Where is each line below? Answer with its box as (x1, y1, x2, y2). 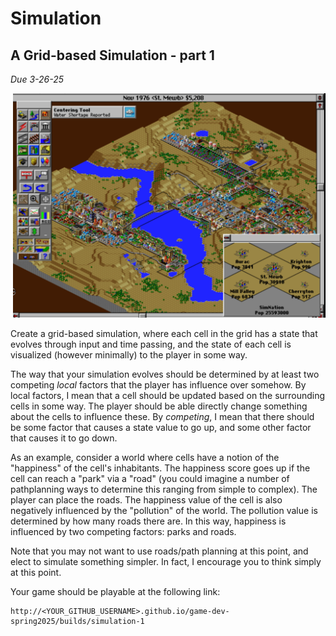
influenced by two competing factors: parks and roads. (10, 526, 237, 538)
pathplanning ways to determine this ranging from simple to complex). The (10, 483, 318, 496)
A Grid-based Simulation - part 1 (10, 47, 215, 64)
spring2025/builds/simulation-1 (10, 617, 145, 627)
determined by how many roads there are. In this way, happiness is (10, 515, 287, 527)
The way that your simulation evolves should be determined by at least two (10, 368, 320, 381)
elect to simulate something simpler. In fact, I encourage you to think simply (10, 556, 322, 568)
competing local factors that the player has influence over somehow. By (10, 379, 307, 391)
